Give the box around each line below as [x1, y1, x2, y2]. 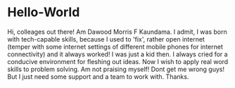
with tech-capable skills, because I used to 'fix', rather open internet [7, 34, 205, 43]
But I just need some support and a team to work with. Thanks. [7, 72, 189, 81]
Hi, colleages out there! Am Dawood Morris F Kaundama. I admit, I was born [7, 27, 227, 36]
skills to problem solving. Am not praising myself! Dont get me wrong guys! [7, 65, 225, 73]
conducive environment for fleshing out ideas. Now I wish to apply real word [7, 57, 229, 65]
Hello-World [7, 4, 80, 20]
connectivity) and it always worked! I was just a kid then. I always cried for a [7, 50, 228, 58]
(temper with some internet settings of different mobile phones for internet [7, 42, 223, 51]
